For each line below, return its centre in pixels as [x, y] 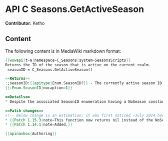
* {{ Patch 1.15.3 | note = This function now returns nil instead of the [79, 120]
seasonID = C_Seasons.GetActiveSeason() [50, 69]
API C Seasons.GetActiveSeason [74, 9]
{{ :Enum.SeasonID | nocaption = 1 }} [39, 88]
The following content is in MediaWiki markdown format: [63, 51]
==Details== [17, 97]
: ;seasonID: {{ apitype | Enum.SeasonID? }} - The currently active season [80, 83]
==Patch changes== [24, 111]
